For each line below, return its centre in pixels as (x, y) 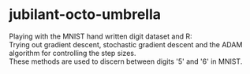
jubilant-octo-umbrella (85, 15)
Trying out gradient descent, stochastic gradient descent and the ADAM (126, 44)
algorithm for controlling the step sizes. (73, 53)
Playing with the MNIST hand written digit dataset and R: (101, 36)
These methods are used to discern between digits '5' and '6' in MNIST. (126, 61)
